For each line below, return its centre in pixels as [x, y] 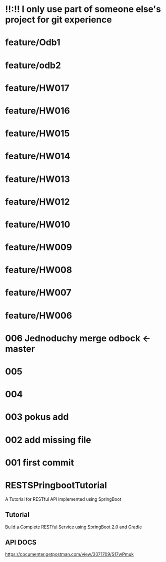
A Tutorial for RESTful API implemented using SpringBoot [63, 499]
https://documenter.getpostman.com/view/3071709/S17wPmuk [69, 554]
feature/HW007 [38, 293]
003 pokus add [37, 417]
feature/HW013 [38, 179]
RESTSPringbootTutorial [56, 485]
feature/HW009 [39, 247]
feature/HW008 [39, 270]
